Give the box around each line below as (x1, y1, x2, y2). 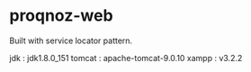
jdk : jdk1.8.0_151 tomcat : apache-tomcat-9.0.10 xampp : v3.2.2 (9, 52, 243, 63)
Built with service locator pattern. (9, 35, 133, 46)
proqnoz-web (9, 5, 114, 26)
